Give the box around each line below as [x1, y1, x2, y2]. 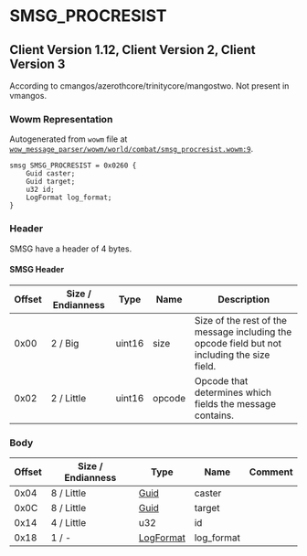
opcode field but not [195, 337, 281, 349]
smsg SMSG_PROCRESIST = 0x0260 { [9, 161, 137, 170]
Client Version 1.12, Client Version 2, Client [9, 42, 256, 58]
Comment [249, 465, 293, 478]
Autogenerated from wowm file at [9, 134, 128, 144]
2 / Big [50, 337, 79, 349]
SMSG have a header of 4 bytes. [9, 243, 132, 254]
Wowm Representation [9, 112, 113, 125]
